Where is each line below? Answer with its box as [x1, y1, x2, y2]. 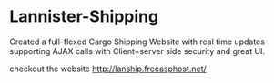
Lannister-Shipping [9, 6, 159, 27]
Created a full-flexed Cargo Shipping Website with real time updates [9, 36, 266, 47]
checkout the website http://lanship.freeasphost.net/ [9, 63, 207, 74]
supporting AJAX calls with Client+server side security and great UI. [9, 45, 266, 56]
